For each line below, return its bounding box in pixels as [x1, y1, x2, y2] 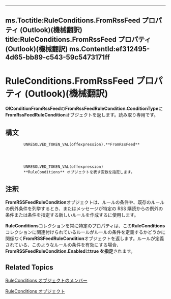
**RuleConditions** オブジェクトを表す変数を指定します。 [23, 170, 135, 175]
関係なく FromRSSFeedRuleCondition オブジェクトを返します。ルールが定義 [5, 235, 164, 242]
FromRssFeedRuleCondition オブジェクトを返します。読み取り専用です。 [5, 112, 159, 118]
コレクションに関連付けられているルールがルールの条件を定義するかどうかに [5, 229, 166, 235]
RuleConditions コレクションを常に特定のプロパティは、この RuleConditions [5, 222, 165, 229]
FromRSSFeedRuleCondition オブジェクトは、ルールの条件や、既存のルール [5, 199, 164, 205]
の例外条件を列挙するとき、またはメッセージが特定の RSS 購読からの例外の [5, 205, 163, 212]
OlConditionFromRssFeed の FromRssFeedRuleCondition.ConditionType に [5, 105, 163, 112]
